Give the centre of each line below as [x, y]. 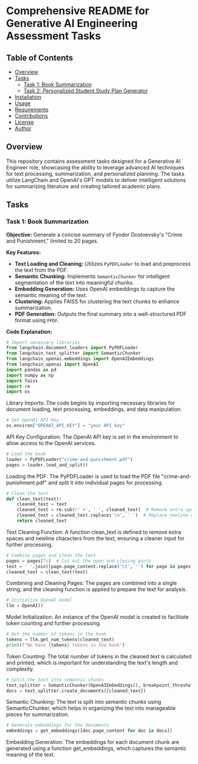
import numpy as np [30, 375]
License [24, 122]
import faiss [22, 381]
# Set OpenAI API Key [33, 420]
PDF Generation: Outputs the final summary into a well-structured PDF [100, 314]
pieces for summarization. [38, 714]
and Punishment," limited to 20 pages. [52, 241]
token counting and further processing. [54, 623]
